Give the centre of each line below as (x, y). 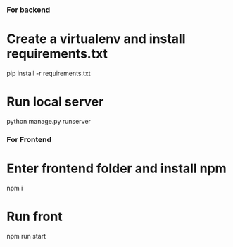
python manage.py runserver (49, 121)
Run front (34, 216)
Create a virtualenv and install (96, 39)
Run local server (55, 102)
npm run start (26, 236)
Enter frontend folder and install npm (116, 169)
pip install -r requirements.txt (49, 73)
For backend (29, 10)
